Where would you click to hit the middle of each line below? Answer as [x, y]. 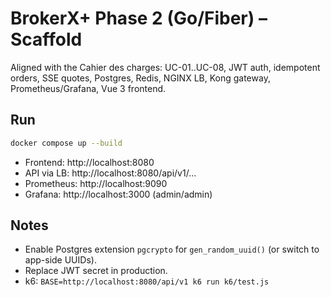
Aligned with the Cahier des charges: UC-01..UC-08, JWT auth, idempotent [165, 67]
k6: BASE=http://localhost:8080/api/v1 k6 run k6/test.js [147, 281]
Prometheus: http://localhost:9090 [96, 183]
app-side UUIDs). [60, 260]
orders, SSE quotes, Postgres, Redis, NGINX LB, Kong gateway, [140, 78]
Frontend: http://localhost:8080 [89, 162]
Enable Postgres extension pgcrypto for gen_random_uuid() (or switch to [172, 249]
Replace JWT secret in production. [96, 271]
